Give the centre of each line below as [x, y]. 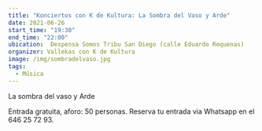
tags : [17, 67]
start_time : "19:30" [42, 30]
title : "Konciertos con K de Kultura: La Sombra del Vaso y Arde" [119, 15]
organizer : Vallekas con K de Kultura [72, 52]
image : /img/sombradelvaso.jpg [59, 60]
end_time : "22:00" [38, 37]
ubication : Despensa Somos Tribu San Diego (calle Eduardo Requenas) [126, 45]
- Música [30, 74]
